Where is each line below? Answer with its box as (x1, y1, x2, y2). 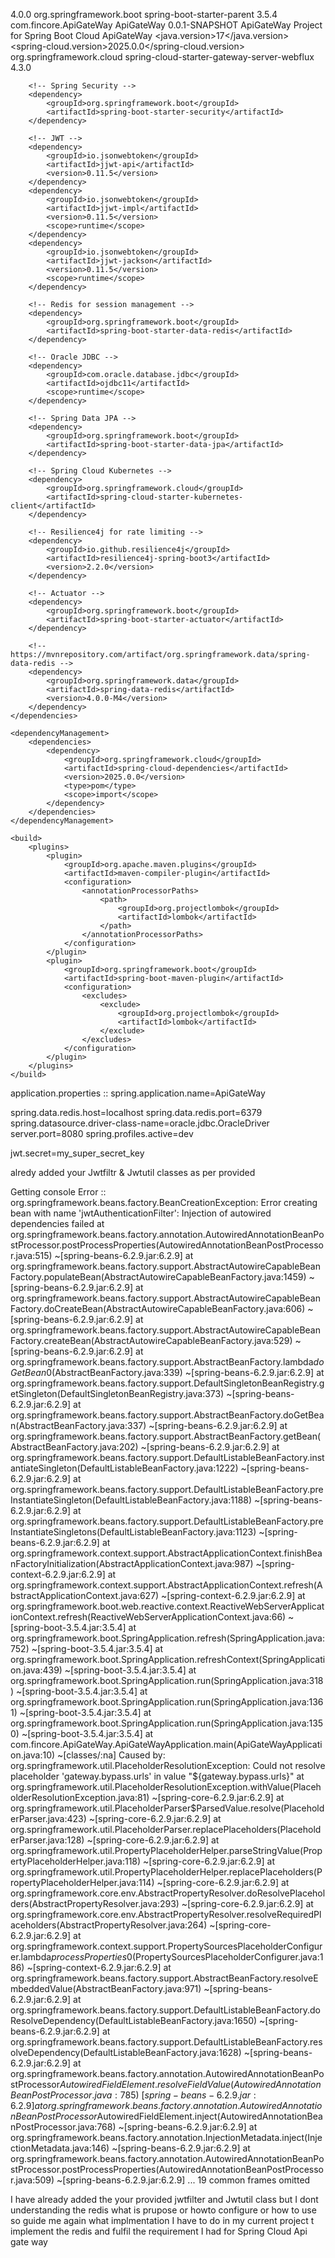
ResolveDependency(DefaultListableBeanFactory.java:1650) (10, 2015, 258, 2026)
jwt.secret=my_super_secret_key (10, 1147, 145, 1159)
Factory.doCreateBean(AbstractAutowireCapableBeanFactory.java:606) (10, 1303, 306, 1314)
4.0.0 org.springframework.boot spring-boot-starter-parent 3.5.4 (10, 9, 278, 20)
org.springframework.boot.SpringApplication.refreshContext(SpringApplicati (10, 1654, 326, 1665)
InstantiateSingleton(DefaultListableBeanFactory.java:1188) (10, 1494, 253, 1506)
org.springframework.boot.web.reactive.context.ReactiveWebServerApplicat (10, 1600, 325, 1612)
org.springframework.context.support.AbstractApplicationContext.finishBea (10, 1547, 323, 1559)
